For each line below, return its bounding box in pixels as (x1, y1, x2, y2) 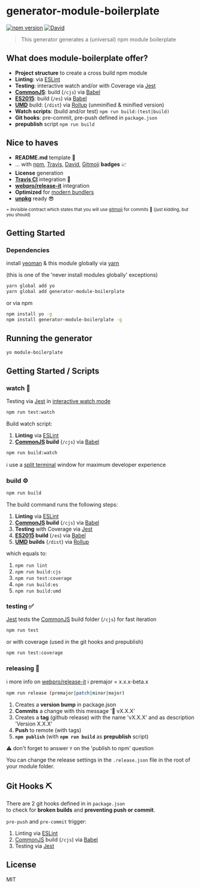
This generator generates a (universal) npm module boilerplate (20, 35, 176, 43)
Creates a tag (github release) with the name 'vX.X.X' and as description (14, 714, 195, 721)
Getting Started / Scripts (6, 366, 100, 376)
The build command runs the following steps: (6, 501, 118, 508)
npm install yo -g (6, 311, 52, 317)
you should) (6, 212, 31, 218)
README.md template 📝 (14, 153, 76, 161)
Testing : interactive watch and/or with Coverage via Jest (14, 82, 156, 89)
